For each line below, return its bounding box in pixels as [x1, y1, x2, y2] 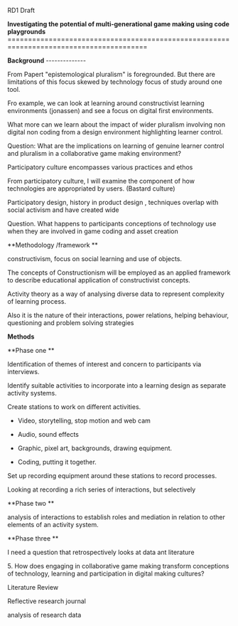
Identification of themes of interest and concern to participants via [7, 360, 202, 368]
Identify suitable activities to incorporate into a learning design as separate [7, 381, 226, 390]
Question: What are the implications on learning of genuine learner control [7, 142, 225, 150]
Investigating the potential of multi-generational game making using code [7, 20, 229, 28]
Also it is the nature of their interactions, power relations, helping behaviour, [7, 311, 229, 319]
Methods [7, 332, 35, 341]
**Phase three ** [7, 534, 59, 543]
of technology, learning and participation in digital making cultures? [7, 569, 205, 578]
